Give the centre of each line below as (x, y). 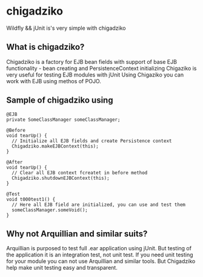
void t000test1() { (31, 199)
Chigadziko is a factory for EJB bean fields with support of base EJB (92, 61)
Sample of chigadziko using (60, 101)
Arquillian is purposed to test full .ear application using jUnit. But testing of (99, 248)
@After (15, 162)
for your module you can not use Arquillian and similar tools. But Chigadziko (101, 261)
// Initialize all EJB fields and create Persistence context (92, 141)
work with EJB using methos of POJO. (54, 81)
